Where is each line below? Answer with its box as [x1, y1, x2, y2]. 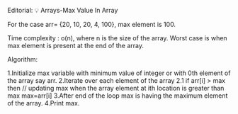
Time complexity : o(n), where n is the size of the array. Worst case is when [7, 34, 228, 42]
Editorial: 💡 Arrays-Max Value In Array [7, 6, 118, 14]
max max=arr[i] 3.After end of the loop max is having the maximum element [7, 91, 228, 100]
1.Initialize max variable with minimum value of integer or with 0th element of [7, 69, 231, 77]
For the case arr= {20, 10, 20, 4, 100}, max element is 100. [7, 21, 176, 28]
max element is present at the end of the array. [7, 42, 144, 50]
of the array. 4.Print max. [7, 99, 80, 107]
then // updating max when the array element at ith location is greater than [7, 84, 225, 92]
